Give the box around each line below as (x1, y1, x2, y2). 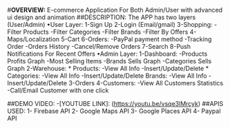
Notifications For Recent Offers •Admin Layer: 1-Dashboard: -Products (7, 50, 208, 58)
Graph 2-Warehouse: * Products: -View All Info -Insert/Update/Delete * (7, 65, 209, 72)
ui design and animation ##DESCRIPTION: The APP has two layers (7, 13, 196, 21)
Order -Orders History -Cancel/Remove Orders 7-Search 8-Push (7, 43, 191, 50)
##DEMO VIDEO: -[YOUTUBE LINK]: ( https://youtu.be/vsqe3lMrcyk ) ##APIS (7, 100, 224, 107)
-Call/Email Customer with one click (7, 86, 109, 94)
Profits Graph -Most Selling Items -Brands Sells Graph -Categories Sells (7, 57, 212, 65)
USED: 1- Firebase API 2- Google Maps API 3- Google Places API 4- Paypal (7, 107, 221, 115)
